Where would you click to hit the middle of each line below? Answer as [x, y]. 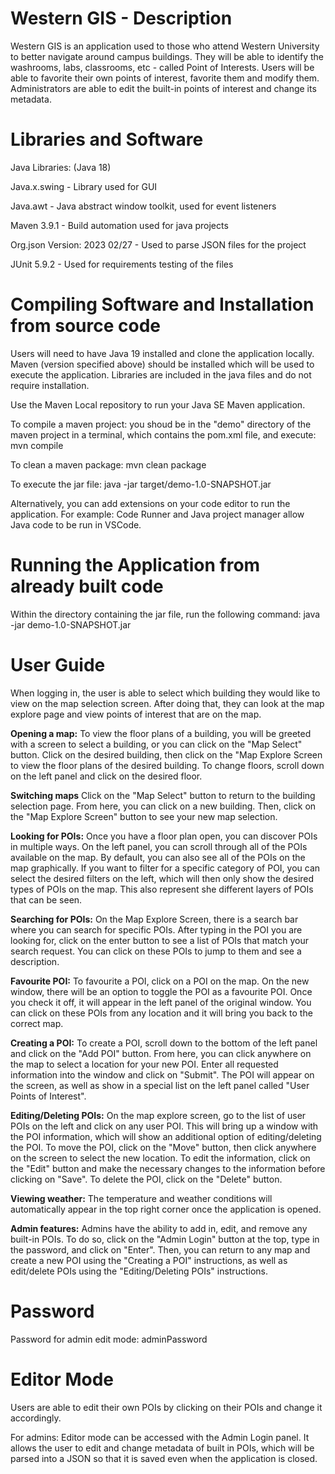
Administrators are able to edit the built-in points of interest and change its [163, 88]
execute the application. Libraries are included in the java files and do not [161, 374]
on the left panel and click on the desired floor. [106, 776]
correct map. [37, 1023]
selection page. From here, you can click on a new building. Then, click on [163, 806]
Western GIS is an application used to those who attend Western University [165, 46]
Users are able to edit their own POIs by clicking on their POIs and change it [166, 1407]
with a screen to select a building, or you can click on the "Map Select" [156, 744]
